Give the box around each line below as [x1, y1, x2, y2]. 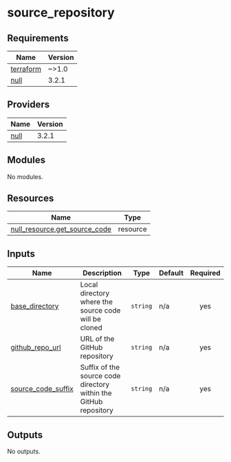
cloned [80, 323, 103, 333]
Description [82, 269, 122, 278]
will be [80, 315, 102, 324]
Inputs [7, 248, 36, 260]
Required [190, 269, 221, 278]
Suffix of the [80, 363, 120, 372]
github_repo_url [10, 343, 61, 353]
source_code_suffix [10, 384, 74, 394]
